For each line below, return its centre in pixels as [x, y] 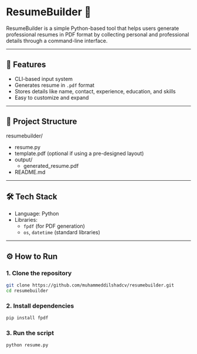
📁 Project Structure [42, 122]
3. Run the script [30, 333]
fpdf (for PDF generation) [54, 226]
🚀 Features [26, 65]
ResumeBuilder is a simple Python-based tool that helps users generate [93, 28]
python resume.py [27, 345]
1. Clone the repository [39, 273]
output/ [23, 159]
